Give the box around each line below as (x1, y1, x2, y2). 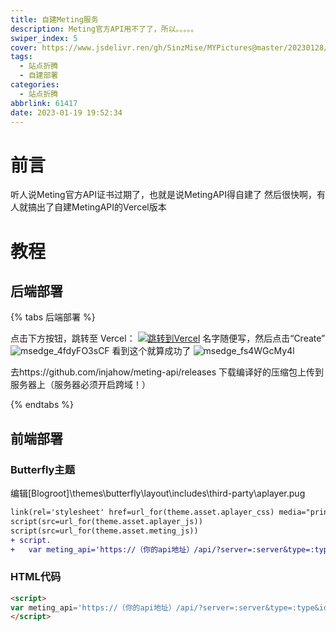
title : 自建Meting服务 (10, 14, 99, 25)
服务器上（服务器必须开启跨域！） (10, 379, 151, 391)
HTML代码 (10, 570, 62, 584)
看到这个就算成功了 (111, 345, 192, 357)
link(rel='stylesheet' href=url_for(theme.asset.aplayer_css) (10, 507, 275, 517)
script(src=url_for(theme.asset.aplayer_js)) (10, 516, 203, 526)
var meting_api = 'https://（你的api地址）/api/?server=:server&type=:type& (10, 602, 320, 613)
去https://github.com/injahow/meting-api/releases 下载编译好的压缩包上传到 (10, 366, 324, 378)
